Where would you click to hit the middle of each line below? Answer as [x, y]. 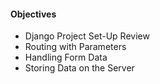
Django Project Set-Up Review [87, 36]
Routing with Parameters [75, 47]
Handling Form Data [66, 57]
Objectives [33, 14]
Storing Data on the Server [79, 68]
